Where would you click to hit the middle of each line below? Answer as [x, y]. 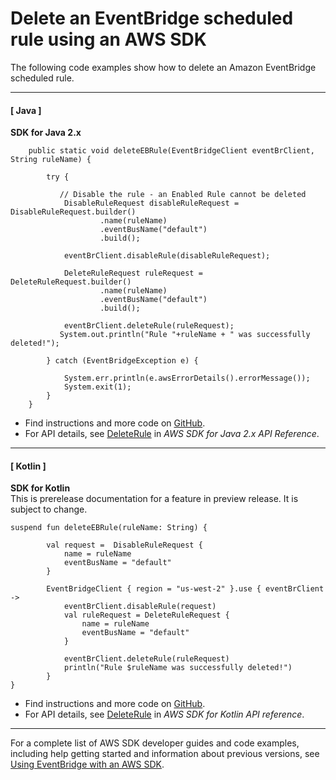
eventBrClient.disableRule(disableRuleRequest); [167, 256]
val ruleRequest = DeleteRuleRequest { [146, 615]
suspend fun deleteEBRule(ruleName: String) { [109, 528]
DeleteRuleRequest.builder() [71, 282]
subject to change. [49, 509]
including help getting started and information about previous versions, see [165, 754]
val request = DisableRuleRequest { [124, 545]
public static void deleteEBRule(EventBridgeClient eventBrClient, [171, 151]
